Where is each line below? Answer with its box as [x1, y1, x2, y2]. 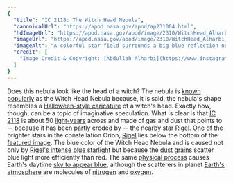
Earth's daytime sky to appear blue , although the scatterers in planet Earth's [7, 160, 225, 168]
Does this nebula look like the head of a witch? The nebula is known [7, 87, 201, 95]
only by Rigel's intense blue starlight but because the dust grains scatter [7, 146, 214, 154]
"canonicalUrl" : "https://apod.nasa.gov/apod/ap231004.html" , [13, 23, 197, 30]
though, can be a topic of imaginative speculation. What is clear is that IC [7, 108, 216, 117]
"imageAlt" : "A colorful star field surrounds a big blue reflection [13, 42, 218, 49]
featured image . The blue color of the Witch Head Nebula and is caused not [7, 138, 223, 146]
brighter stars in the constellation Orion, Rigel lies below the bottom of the [7, 131, 218, 139]
